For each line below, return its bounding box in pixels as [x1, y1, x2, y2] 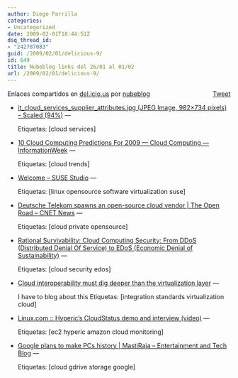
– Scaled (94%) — [17, 111, 72, 119]
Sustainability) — [17, 251, 67, 259]
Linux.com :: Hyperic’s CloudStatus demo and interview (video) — [17, 313, 210, 322]
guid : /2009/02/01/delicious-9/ [7, 50, 103, 58]
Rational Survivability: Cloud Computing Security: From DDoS [17, 236, 197, 244]
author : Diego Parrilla [7, 10, 78, 18]
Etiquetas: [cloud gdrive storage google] [17, 362, 136, 371]
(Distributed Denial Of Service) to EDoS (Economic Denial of [17, 243, 193, 252]
